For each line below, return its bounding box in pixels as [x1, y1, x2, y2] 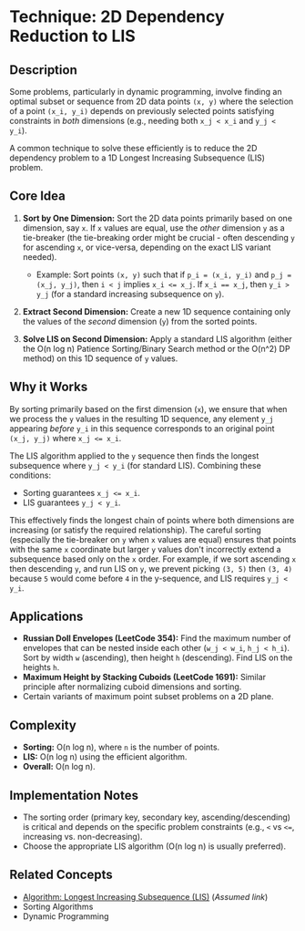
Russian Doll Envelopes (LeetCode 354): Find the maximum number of [22, 633, 291, 644]
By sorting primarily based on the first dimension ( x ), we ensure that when [9, 403, 288, 414]
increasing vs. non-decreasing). [22, 832, 143, 843]
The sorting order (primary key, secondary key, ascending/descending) [22, 812, 291, 822]
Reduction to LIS [9, 26, 137, 47]
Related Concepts [9, 867, 114, 883]
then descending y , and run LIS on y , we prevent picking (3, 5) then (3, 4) [9, 563, 293, 574]
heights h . [22, 662, 60, 673]
